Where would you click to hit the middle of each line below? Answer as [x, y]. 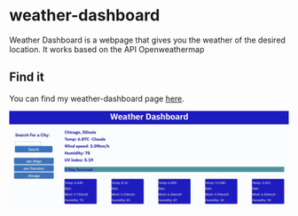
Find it [27, 77]
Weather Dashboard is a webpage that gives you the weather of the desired [148, 40]
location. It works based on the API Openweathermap [107, 49]
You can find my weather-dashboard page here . [97, 98]
